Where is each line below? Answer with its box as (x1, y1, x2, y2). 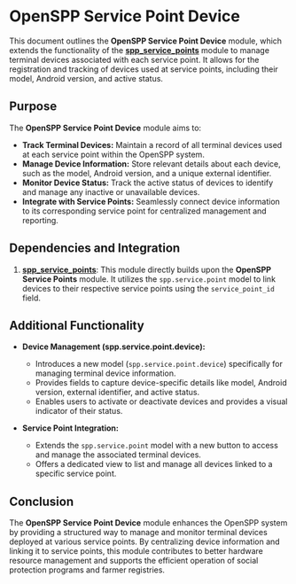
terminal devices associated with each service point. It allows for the (9, 54, 260, 65)
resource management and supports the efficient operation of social (9, 556, 259, 566)
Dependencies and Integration (9, 241, 181, 256)
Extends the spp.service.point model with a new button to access (35, 440, 279, 451)
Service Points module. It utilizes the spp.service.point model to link (21, 273, 277, 284)
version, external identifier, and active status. (35, 387, 200, 398)
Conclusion (9, 494, 74, 509)
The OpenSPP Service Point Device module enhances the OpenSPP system (9, 518, 288, 528)
